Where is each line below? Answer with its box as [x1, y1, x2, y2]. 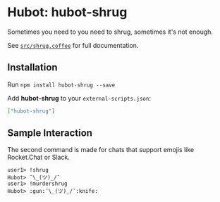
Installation [7, 61, 58, 74]
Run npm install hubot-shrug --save [7, 80, 116, 89]
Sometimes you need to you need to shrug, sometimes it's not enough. [7, 27, 214, 36]
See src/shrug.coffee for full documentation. [7, 41, 139, 49]
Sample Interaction [7, 127, 93, 139]
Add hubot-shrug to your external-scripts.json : [7, 94, 152, 102]
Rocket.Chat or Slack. [7, 153, 71, 162]
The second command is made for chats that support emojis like [7, 146, 195, 154]
